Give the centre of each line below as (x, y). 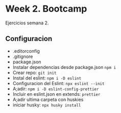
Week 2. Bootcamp (46, 9)
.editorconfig (26, 51)
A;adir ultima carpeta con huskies (48, 99)
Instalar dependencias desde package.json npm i (64, 67)
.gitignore (23, 56)
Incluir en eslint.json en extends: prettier (56, 94)
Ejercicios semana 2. (27, 23)
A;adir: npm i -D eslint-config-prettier (56, 89)
